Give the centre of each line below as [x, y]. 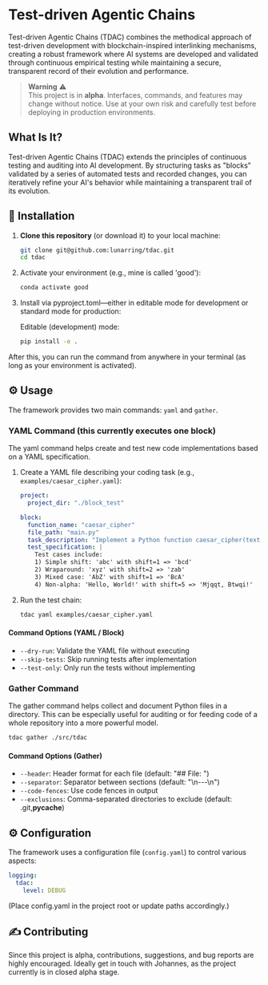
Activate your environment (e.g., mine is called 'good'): [110, 273]
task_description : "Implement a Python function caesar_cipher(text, [146, 540]
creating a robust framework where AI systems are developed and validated [133, 54]
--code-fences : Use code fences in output [89, 791]
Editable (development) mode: [70, 327]
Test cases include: [69, 555]
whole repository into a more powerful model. [83, 723]
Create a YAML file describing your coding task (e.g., [107, 472]
